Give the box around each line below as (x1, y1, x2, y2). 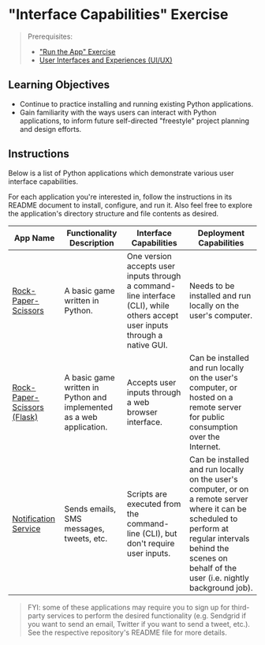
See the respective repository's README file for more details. (27, 628, 227, 637)
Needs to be (188, 280, 235, 291)
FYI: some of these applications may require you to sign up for (27, 602, 230, 612)
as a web (64, 411, 98, 422)
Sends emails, (64, 503, 117, 514)
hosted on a (188, 392, 233, 403)
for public (188, 411, 225, 422)
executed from (126, 498, 181, 509)
